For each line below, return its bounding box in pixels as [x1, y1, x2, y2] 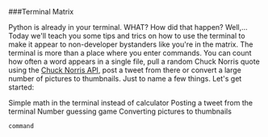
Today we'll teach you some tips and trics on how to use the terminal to [8, 31, 245, 40]
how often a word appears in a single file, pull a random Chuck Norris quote [8, 56, 260, 66]
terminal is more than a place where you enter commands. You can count [8, 48, 252, 57]
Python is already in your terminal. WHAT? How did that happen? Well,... [8, 23, 248, 31]
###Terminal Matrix [8, 7, 74, 16]
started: [8, 82, 35, 92]
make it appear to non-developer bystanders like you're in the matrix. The [8, 39, 253, 49]
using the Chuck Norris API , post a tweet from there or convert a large [8, 65, 242, 75]
